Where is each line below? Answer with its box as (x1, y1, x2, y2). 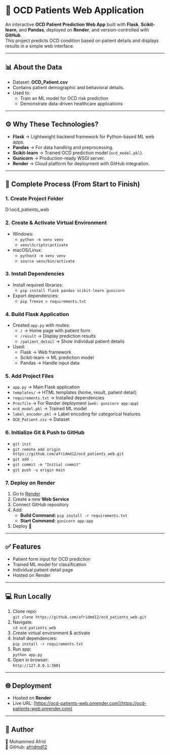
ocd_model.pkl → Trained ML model (12, 406, 87, 412)
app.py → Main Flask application (12, 384, 80, 390)
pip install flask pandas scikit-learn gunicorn (20, 288, 125, 293)
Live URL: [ (12, 700, 36, 706)
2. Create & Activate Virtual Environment (5, 219, 107, 226)
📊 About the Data (5, 63, 62, 71)
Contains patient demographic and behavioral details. (12, 84, 124, 90)
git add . (12, 456, 34, 462)
